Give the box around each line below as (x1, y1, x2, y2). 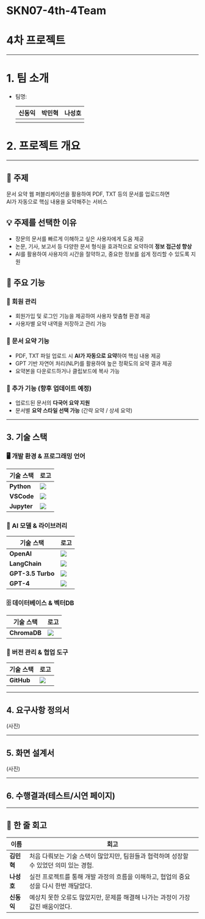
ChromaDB (9, 628, 41, 637)
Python (9, 482, 31, 490)
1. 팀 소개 (6, 72, 49, 86)
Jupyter (9, 502, 33, 510)
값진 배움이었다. (29, 902, 72, 910)
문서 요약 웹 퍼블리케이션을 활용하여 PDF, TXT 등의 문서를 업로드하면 (6, 190, 170, 198)
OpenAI (9, 549, 32, 557)
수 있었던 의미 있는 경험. (29, 861, 94, 869)
